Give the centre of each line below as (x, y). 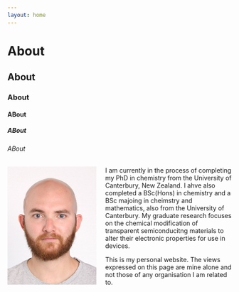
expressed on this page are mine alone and (169, 267)
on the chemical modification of (152, 223)
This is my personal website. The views (163, 260)
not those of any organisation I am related (166, 275)
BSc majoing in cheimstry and (149, 201)
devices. (118, 246)
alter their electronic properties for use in (165, 239)
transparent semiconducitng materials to (165, 231)
